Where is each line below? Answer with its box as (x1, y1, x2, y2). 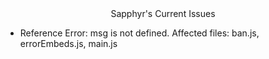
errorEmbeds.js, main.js (19, 38, 118, 49)
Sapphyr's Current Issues (110, 8, 216, 19)
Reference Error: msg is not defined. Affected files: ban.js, (19, 27, 260, 39)
